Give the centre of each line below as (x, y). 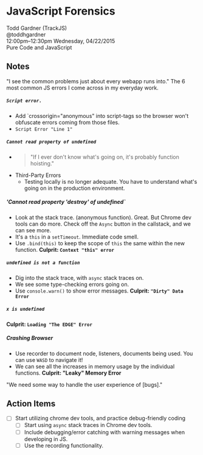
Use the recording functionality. (64, 445)
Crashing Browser (30, 338)
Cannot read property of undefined (51, 142)
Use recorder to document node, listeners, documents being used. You (104, 353)
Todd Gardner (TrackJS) (37, 28)
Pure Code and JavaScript (39, 47)
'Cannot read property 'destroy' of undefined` (66, 202)
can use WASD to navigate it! (49, 359)
